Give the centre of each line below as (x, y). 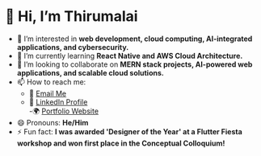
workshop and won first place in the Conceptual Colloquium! (121, 143)
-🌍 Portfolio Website (64, 111)
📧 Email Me (48, 93)
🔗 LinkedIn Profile (58, 102)
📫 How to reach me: (51, 82)
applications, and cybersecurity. (73, 47)
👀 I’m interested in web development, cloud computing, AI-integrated (135, 39)
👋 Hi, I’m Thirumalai (72, 16)
